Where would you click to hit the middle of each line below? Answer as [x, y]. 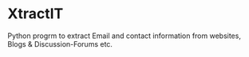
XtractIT [36, 14]
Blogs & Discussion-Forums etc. [60, 44]
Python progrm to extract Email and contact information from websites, [124, 36]
